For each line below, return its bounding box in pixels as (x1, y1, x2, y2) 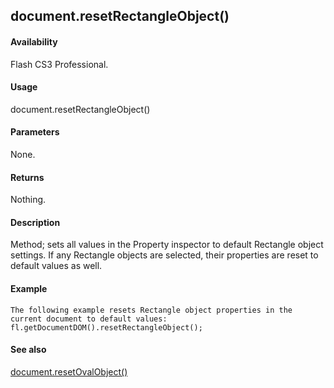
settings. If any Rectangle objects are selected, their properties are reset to (10, 249, 319, 261)
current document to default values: (10, 314, 168, 324)
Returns (10, 171, 45, 183)
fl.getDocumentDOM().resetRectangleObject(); (10, 322, 203, 333)
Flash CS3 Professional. (10, 58, 109, 70)
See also (10, 344, 47, 356)
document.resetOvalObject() (10, 365, 128, 378)
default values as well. (10, 260, 103, 272)
